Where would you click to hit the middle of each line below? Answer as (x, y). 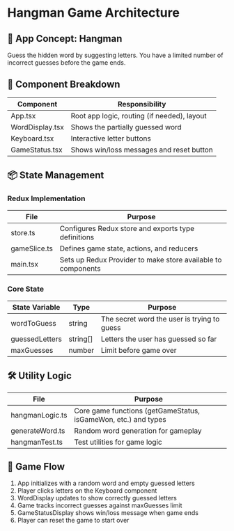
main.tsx (24, 264)
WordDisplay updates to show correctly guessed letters (97, 498)
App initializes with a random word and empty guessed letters (106, 483)
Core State (25, 289)
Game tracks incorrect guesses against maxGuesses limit (100, 505)
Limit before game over (139, 350)
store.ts (23, 232)
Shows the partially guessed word (126, 127)
